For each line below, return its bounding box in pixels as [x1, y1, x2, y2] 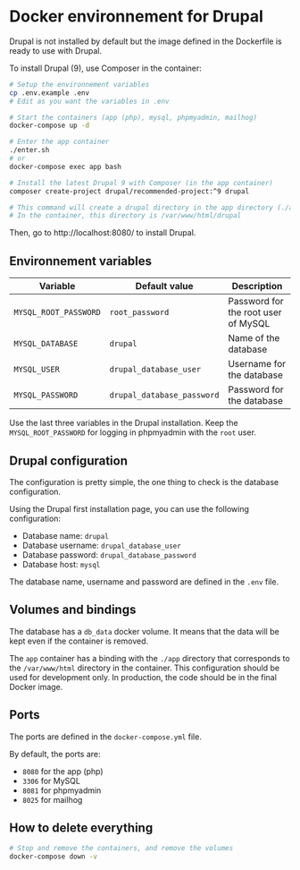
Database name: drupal [21, 530, 109, 541]
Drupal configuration [9, 453, 128, 468]
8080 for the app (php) [21, 765, 104, 776]
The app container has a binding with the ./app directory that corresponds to [9, 652, 290, 663]
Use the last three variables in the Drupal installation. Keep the [9, 418, 238, 429]
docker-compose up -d [9, 121, 90, 131]
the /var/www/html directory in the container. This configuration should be [9, 662, 280, 673]
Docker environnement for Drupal [9, 6, 263, 27]
